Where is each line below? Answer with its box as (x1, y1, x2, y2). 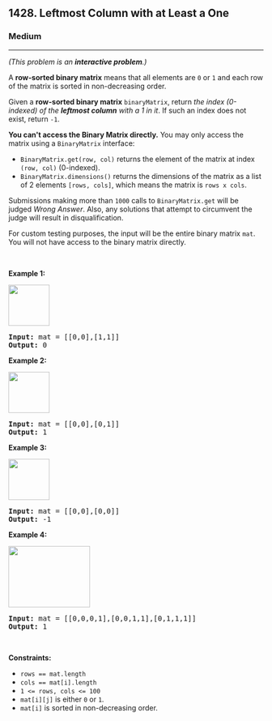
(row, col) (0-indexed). (19, 162, 100, 173)
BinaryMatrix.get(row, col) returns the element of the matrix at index (19, 154, 255, 164)
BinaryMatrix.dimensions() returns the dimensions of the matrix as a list (19, 171, 261, 181)
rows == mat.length (19, 670, 87, 678)
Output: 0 (8, 340, 47, 349)
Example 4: (8, 530, 47, 540)
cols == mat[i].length (19, 678, 97, 687)
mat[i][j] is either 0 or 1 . (19, 694, 104, 704)
